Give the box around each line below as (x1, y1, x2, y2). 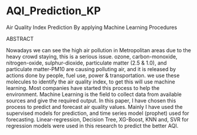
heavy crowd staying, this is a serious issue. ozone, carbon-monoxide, (6, 53, 178, 60)
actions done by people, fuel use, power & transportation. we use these (6, 72, 180, 79)
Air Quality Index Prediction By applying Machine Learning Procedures (6, 24, 178, 31)
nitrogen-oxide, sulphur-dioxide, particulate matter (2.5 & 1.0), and (6, 59, 167, 66)
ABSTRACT (6, 35, 34, 42)
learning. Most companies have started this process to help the (6, 84, 160, 91)
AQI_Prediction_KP (6, 4, 101, 18)
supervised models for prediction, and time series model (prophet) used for (6, 110, 190, 117)
